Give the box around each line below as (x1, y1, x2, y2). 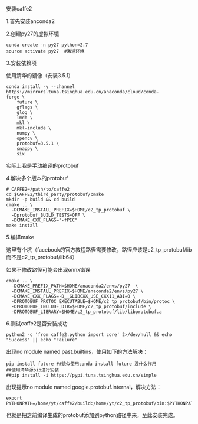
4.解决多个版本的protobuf (6, 175, 68, 181)
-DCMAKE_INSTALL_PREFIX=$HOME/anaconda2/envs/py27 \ (11, 288, 144, 294)
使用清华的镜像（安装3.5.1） (6, 72, 74, 79)
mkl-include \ (16, 125, 51, 131)
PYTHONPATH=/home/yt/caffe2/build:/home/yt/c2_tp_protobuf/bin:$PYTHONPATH (6, 400, 196, 406)
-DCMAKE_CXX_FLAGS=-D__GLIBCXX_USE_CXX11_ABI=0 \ (11, 293, 136, 299)
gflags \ (16, 105, 38, 110)
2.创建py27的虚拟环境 (6, 30, 60, 37)
